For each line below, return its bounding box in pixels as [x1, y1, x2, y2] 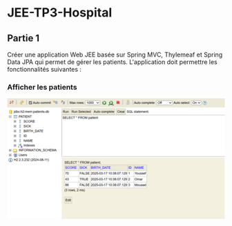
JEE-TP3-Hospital [7, 5, 113, 21]
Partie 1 [7, 32, 40, 44]
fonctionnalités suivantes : [7, 65, 81, 73]
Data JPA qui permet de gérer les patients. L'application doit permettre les [7, 58, 217, 66]
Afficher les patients [7, 82, 77, 92]
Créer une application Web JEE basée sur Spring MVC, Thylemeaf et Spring [7, 50, 223, 59]
